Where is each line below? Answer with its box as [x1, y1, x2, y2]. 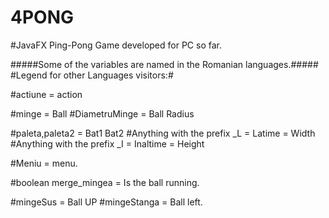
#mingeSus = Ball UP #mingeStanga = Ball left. [10, 196, 203, 208]
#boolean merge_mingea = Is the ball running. [10, 176, 200, 188]
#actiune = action [10, 88, 83, 100]
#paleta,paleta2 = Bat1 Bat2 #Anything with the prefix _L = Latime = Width [10, 127, 316, 139]
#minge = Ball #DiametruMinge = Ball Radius [10, 107, 195, 120]
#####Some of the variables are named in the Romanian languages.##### [10, 58, 319, 70]
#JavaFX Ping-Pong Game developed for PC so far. [10, 39, 222, 51]
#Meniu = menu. [10, 157, 78, 169]
